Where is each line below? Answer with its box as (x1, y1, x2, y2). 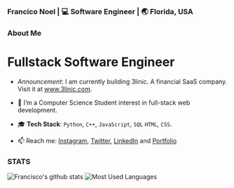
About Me (7, 28, 42, 38)
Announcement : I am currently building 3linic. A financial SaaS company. (17, 77, 228, 86)
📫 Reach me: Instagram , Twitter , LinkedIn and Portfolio (17, 136, 177, 145)
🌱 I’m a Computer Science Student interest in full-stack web (17, 98, 191, 107)
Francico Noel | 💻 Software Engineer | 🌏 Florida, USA (7, 6, 194, 16)
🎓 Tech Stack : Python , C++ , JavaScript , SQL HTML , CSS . (17, 119, 172, 128)
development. (17, 105, 57, 114)
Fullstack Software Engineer (7, 54, 175, 70)
